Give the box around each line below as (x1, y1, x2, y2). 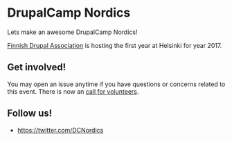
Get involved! (7, 61, 66, 74)
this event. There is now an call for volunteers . (7, 87, 139, 95)
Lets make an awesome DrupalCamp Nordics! (7, 28, 138, 36)
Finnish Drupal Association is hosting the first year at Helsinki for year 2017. (7, 41, 222, 49)
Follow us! (7, 108, 53, 119)
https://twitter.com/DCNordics (17, 126, 104, 134)
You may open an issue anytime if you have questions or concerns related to (7, 80, 226, 88)
